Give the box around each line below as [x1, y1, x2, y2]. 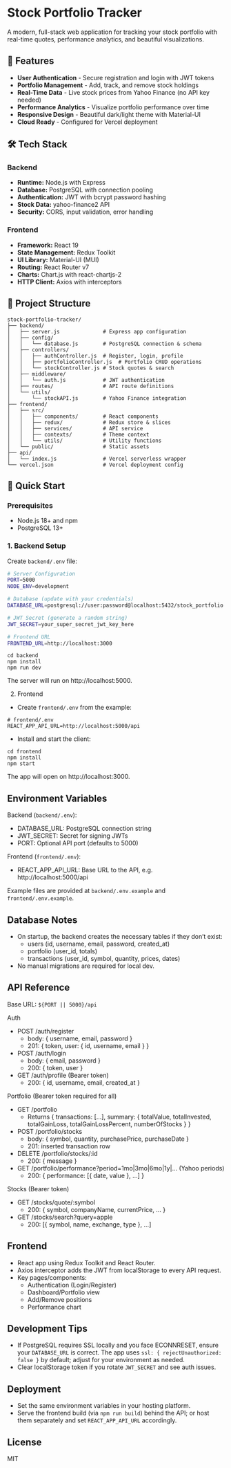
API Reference [7, 982, 70, 993]
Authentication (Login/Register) [27, 1281, 117, 1289]
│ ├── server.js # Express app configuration [7, 328, 187, 335]
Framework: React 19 [17, 241, 79, 249]
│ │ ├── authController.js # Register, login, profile [7, 352, 184, 359]
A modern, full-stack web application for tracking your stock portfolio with [7, 28, 218, 36]
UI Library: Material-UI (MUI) [17, 255, 100, 264]
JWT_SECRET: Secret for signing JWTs [17, 832, 128, 840]
